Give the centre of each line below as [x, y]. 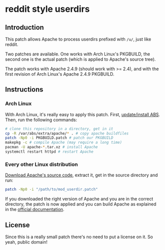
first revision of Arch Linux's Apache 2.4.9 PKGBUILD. [60, 74]
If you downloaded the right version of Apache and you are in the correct [79, 199]
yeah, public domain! [26, 242]
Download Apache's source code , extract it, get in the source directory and [82, 175]
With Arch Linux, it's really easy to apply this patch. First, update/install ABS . [82, 114]
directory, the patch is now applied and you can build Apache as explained [81, 204]
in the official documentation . [35, 209]
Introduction [25, 27]
